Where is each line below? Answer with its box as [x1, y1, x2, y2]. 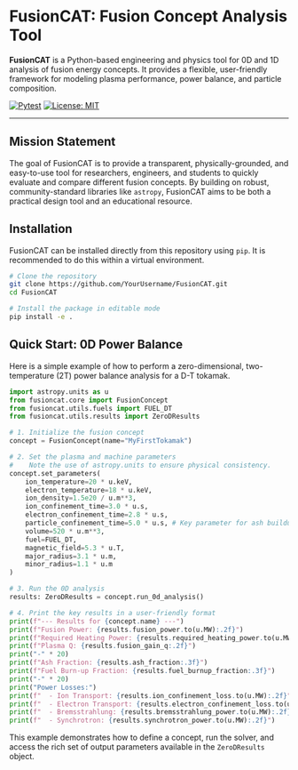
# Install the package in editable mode [9, 304, 161, 313]
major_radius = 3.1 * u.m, [25, 551, 117, 561]
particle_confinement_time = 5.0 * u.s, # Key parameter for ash [25, 518, 264, 527]
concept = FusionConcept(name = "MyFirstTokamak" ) [9, 437, 192, 445]
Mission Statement [9, 134, 116, 149]
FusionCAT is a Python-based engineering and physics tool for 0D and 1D [9, 54, 279, 65]
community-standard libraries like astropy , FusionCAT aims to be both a [9, 186, 271, 197]
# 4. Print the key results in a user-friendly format [9, 608, 216, 617]
